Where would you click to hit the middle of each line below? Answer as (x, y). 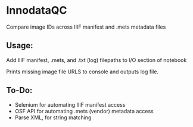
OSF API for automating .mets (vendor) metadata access (84, 111)
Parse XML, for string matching (53, 117)
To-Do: (19, 90)
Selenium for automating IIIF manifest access (70, 104)
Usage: (20, 46)
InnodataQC (37, 10)
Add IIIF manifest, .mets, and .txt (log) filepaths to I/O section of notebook (96, 60)
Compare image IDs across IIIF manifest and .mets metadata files (86, 27)
